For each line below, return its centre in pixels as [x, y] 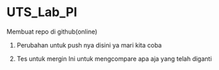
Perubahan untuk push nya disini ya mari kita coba [89, 45]
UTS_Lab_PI [42, 12]
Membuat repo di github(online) [52, 31]
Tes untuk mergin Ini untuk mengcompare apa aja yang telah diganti [114, 58]
